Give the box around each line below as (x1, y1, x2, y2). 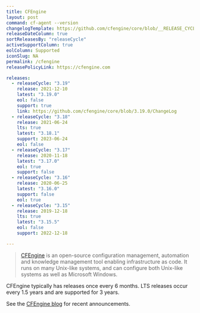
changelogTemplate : (6, 25, 55, 32)
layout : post (6, 14, 39, 20)
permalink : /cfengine (6, 58, 60, 64)
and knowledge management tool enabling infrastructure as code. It (20, 258, 187, 265)
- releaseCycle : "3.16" (11, 175, 70, 181)
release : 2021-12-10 (17, 86, 68, 92)
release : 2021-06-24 (17, 119, 68, 125)
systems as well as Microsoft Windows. (20, 271, 118, 278)
